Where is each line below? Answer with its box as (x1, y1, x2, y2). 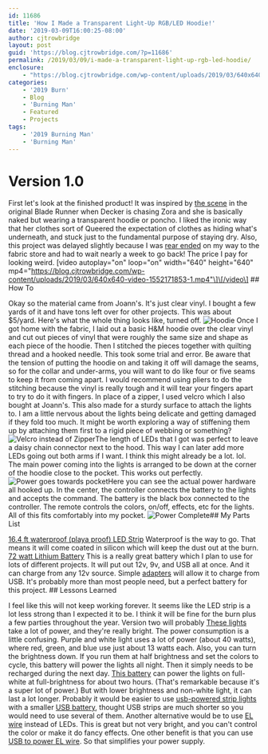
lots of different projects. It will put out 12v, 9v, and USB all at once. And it (8, 560, 250, 570)
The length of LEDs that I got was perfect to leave (95, 434, 258, 444)
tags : (8, 123, 26, 131)
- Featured (22, 109, 59, 116)
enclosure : (8, 64, 45, 72)
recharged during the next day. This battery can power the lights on (8, 669, 231, 678)
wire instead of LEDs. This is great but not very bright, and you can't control (8, 720, 258, 729)
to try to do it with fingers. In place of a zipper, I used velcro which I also (8, 392, 246, 401)
